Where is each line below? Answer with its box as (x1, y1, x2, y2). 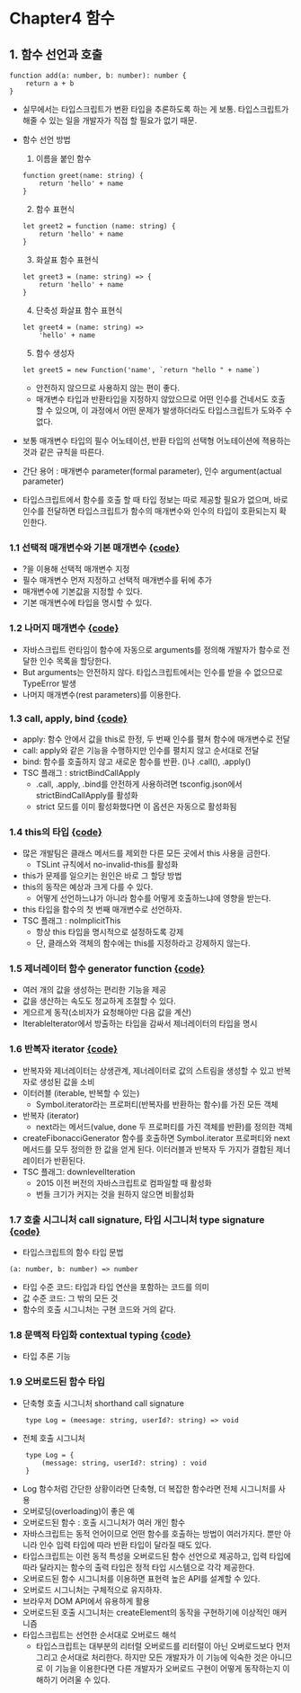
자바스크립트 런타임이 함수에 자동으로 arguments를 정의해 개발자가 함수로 (22, 644, 281, 655)
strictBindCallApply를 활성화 (35, 789, 138, 800)
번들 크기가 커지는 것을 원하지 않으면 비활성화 (35, 1189, 195, 1199)
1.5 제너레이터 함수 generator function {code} (9, 963, 205, 976)
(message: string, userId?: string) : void (41, 1458, 207, 1467)
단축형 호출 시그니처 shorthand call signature (22, 1397, 184, 1408)
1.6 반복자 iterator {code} (9, 1043, 119, 1056)
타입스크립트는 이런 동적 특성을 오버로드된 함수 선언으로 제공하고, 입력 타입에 (22, 1550, 292, 1561)
